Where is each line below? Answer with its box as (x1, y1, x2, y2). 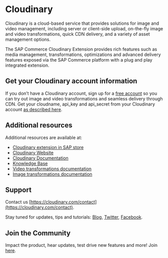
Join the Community (5, 229, 71, 237)
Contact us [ (5, 199, 31, 205)
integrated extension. (5, 62, 49, 68)
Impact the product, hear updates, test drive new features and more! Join (5, 242, 158, 248)
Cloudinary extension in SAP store (12, 144, 84, 150)
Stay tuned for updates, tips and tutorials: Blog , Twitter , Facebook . (5, 214, 143, 220)
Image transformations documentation (12, 171, 92, 177)
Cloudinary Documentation (12, 155, 69, 161)
